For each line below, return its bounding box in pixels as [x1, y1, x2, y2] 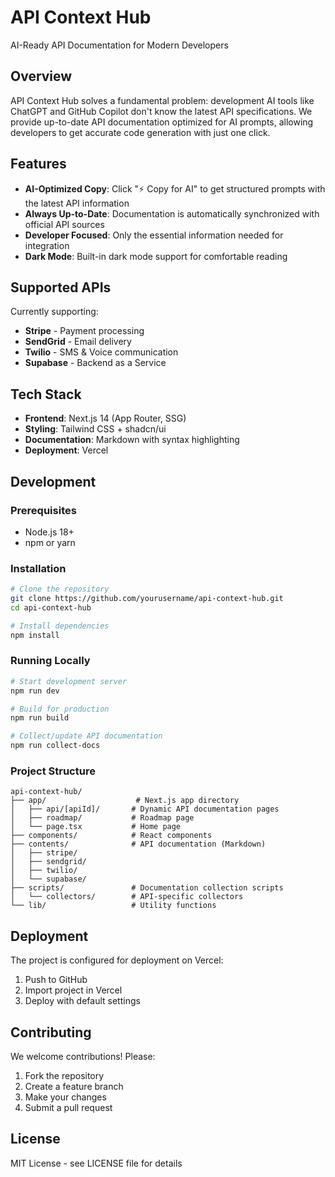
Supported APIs [10, 279, 112, 296]
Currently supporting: [10, 306, 99, 318]
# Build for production [10, 704, 110, 714]
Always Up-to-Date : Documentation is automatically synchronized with [24, 207, 320, 220]
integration [24, 239, 70, 251]
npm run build [10, 713, 70, 723]
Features [10, 156, 67, 173]
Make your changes [24, 1091, 107, 1103]
